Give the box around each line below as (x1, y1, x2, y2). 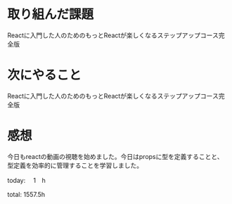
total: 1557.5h (7, 190, 46, 198)
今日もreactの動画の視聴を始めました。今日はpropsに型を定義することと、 (7, 152, 224, 160)
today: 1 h (7, 176, 46, 184)
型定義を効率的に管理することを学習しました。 (7, 161, 143, 170)
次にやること (7, 68, 82, 83)
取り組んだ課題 (7, 6, 94, 23)
